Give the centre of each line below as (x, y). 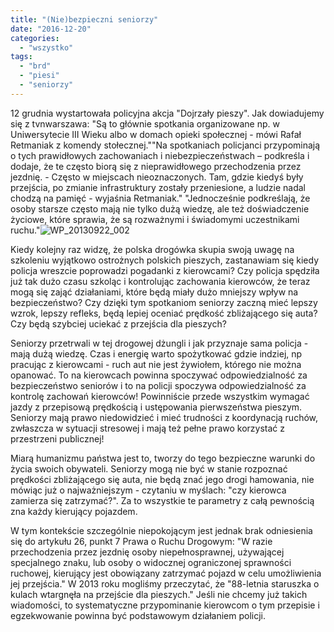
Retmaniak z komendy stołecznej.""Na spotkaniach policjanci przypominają (165, 145)
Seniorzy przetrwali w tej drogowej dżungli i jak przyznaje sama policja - (159, 343)
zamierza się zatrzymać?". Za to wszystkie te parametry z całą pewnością (162, 500)
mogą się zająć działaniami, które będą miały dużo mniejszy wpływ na (154, 292)
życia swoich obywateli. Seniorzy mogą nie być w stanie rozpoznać (149, 468)
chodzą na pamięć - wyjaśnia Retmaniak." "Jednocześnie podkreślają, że (160, 198)
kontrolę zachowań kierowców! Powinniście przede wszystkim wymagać (160, 396)
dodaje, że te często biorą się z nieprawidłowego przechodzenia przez (156, 166)
